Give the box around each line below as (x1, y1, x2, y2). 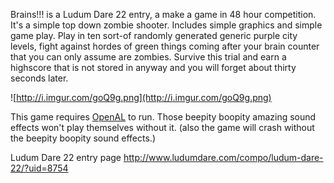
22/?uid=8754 (10, 162, 69, 174)
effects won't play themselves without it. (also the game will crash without (10, 122, 315, 133)
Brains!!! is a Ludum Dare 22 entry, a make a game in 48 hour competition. (10, 9, 317, 20)
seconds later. (10, 72, 69, 84)
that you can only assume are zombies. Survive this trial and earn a (10, 51, 287, 63)
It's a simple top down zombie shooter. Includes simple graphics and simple (10, 19, 323, 31)
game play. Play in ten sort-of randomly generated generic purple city (10, 30, 298, 41)
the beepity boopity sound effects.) (10, 132, 157, 144)
